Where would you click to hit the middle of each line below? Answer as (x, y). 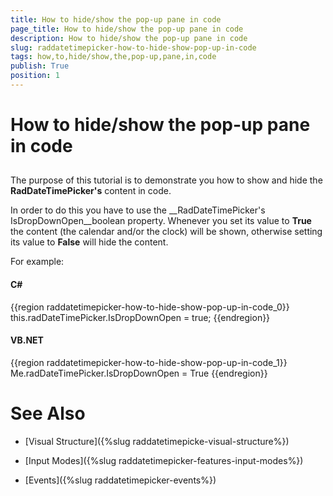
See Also (48, 413)
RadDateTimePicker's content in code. (91, 191)
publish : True (40, 66)
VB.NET (27, 340)
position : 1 (35, 76)
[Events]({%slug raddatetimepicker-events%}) (120, 480)
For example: (37, 262)
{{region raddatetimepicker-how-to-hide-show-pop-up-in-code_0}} (150, 307)
